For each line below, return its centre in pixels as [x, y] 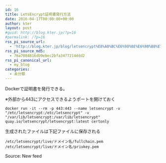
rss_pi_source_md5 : [25, 51]
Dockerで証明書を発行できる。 [36, 88]
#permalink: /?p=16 [25, 38]
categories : [17, 70]
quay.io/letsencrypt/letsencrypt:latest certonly [57, 122]
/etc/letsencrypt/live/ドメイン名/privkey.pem [52, 147]
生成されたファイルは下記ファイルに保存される [53, 131]
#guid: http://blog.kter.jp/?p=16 [41, 33]
